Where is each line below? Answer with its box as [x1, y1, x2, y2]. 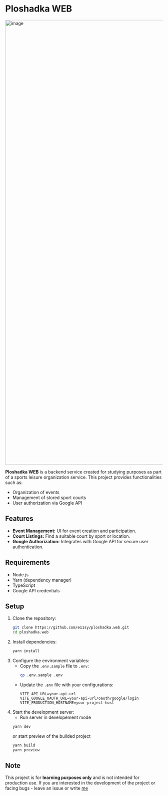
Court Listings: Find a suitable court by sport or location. [12, 533, 130, 539]
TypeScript [12, 582, 35, 588]
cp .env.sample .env [19, 673, 63, 678]
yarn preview [12, 747, 40, 752]
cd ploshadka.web [12, 630, 49, 635]
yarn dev [12, 724, 31, 729]
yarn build [12, 743, 35, 748]
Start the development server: [12, 709, 74, 715]
